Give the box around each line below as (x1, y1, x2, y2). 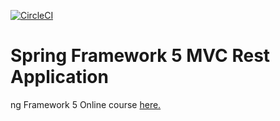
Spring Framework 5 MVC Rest (10, 45, 271, 67)
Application (10, 66, 109, 89)
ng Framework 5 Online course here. (10, 98, 162, 110)
